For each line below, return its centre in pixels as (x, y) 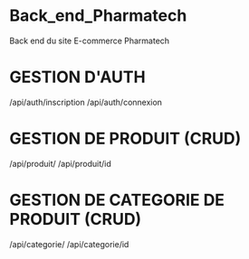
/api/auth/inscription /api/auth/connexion (86, 102)
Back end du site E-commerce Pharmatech (90, 41)
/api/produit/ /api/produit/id (60, 163)
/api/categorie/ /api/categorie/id (69, 244)
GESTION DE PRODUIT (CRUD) (125, 139)
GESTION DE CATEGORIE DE (117, 200)
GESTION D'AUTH (78, 77)
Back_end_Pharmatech (98, 16)
